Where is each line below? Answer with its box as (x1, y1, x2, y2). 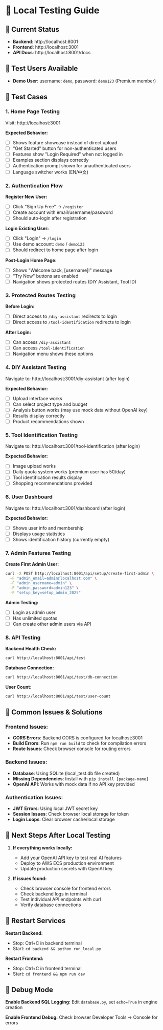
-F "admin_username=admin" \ (10, 581, 72, 586)
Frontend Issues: (5, 724, 49, 731)
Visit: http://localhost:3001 (5, 120, 61, 126)
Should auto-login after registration (12, 215, 87, 222)
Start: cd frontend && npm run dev (12, 971, 85, 977)
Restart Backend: (5, 930, 43, 936)
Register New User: (5, 194, 48, 200)
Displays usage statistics (12, 531, 65, 537)
